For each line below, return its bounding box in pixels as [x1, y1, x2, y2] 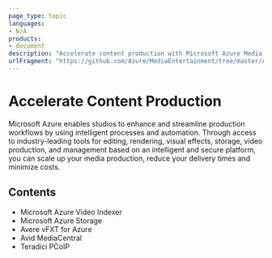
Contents [8, 186, 57, 200]
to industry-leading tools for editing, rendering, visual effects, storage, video [8, 135, 263, 146]
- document [8, 42, 45, 50]
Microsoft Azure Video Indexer [19, 207, 123, 217]
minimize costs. [8, 161, 61, 171]
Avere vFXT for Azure [19, 224, 92, 234]
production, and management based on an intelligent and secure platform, [8, 144, 257, 154]
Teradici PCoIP [19, 241, 70, 252]
